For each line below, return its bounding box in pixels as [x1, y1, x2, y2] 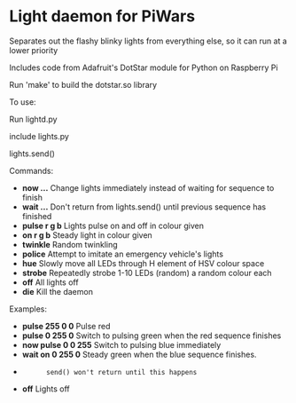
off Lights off [21, 383, 71, 394]
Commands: [9, 165, 54, 176]
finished [21, 210, 52, 221]
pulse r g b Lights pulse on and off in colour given [21, 220, 204, 231]
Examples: [9, 304, 47, 314]
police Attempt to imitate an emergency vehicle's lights [21, 249, 224, 259]
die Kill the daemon [21, 286, 93, 296]
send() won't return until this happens [45, 367, 198, 376]
